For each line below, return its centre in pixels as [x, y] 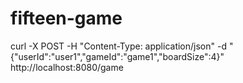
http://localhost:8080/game [67, 67]
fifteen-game [66, 18]
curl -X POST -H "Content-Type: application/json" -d [118, 46]
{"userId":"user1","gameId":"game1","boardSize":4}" [117, 56]
